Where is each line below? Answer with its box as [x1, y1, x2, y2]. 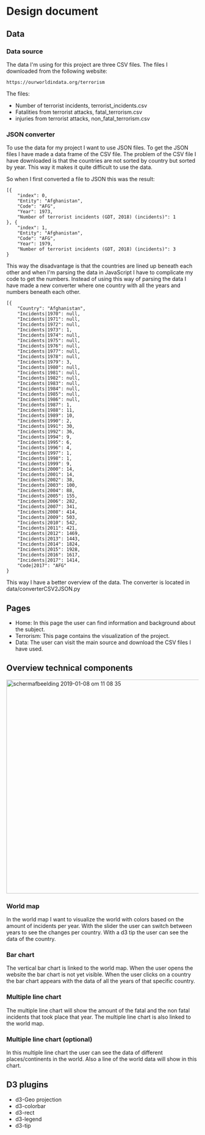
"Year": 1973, [17, 209, 53, 215]
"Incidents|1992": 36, [17, 429, 75, 435]
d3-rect [15, 1109, 35, 1116]
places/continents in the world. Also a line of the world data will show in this [6, 1055, 197, 1063]
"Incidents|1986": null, [17, 397, 81, 403]
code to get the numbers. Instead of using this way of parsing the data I [6, 275, 187, 283]
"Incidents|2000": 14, [17, 466, 75, 473]
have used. [15, 645, 43, 653]
